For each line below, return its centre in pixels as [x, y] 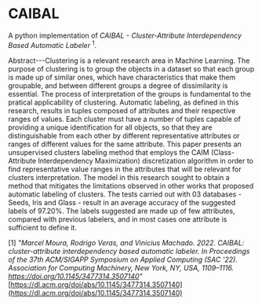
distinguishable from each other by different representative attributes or [124, 135]
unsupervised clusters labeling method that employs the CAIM [109, 152]
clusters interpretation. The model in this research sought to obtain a [119, 177]
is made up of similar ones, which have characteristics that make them [122, 77]
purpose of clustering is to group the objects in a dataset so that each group [131, 68]
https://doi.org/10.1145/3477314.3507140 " [75, 276]
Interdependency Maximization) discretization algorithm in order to [146, 160]
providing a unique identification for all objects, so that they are [110, 127]
